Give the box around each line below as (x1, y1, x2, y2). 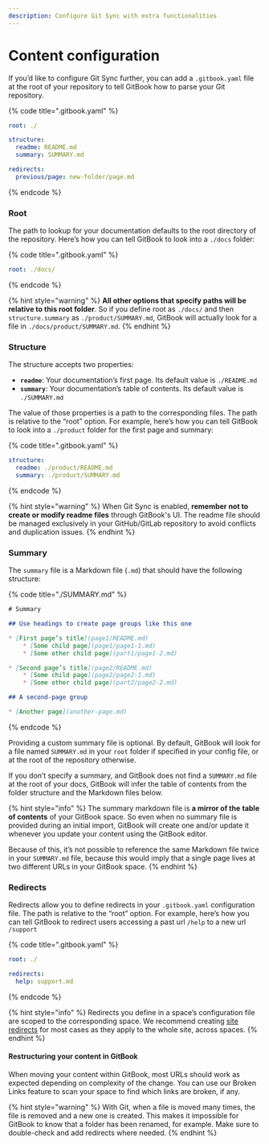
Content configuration (8, 46, 161, 64)
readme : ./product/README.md (15, 464, 113, 472)
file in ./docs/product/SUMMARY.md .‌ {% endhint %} (8, 321, 171, 331)
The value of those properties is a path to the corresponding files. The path (8, 408, 258, 418)
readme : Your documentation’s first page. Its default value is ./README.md (19, 375, 258, 385)
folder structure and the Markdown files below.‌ (8, 787, 163, 797)
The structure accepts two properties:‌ (8, 360, 134, 370)
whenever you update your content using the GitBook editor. (8, 828, 208, 838)
